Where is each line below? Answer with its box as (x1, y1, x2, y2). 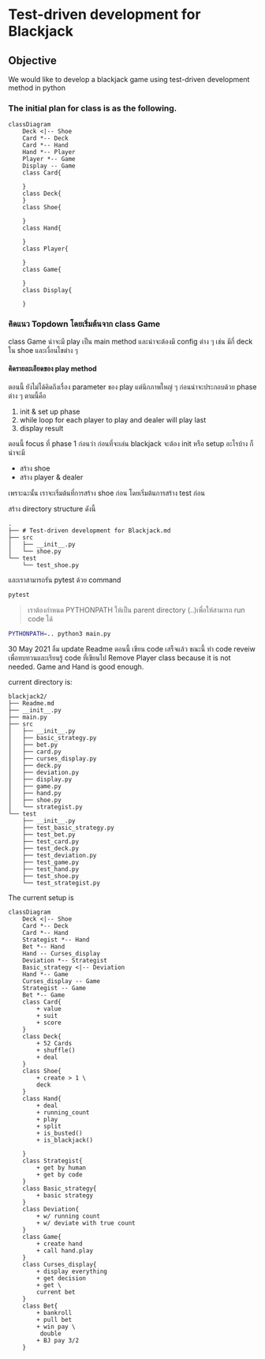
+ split (36, 1122, 62, 1130)
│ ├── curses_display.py (8, 754, 97, 763)
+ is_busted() (36, 1129, 83, 1137)
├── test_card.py (22, 837, 80, 846)
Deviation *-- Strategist (22, 956, 108, 964)
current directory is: (8, 677, 73, 686)
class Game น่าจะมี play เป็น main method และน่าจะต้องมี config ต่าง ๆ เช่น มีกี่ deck (8, 336, 253, 346)
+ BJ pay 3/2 (36, 1336, 80, 1344)
